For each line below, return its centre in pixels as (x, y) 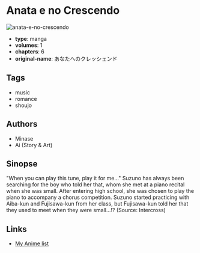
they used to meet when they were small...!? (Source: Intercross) (86, 210)
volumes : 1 (29, 45)
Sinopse (22, 164)
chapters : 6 (30, 51)
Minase (24, 138)
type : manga (31, 38)
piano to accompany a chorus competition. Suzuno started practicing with (98, 197)
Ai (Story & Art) (34, 145)
